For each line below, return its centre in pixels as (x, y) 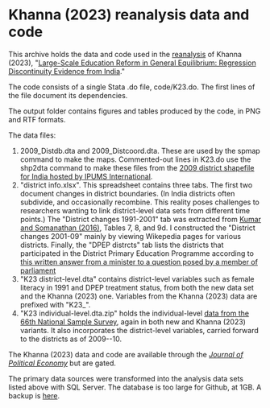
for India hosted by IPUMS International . (86, 176)
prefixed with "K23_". (55, 304)
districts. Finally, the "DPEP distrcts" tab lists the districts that (122, 245)
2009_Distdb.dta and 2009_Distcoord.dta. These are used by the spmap (140, 150)
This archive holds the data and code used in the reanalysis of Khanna (125, 54)
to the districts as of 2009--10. (71, 339)
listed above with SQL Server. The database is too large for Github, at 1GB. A (135, 387)
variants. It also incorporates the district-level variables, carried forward (139, 330)
